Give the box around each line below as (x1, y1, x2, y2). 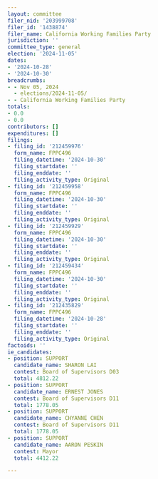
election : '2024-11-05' (7, 51, 78, 58)
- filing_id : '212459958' (7, 182, 84, 190)
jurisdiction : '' (7, 37, 59, 44)
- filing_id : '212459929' (7, 222, 84, 230)
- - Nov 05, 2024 (7, 83, 59, 91)
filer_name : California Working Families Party (7, 30, 152, 38)
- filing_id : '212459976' (7, 143, 84, 150)
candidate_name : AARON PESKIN (14, 441, 103, 448)
